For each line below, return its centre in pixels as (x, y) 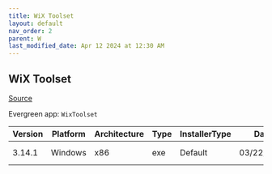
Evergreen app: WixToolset (53, 113)
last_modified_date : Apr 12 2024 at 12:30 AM (86, 46)
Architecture (119, 134)
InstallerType (206, 134)
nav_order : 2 (30, 31)
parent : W (25, 38)
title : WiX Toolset (41, 16)
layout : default (36, 23)
